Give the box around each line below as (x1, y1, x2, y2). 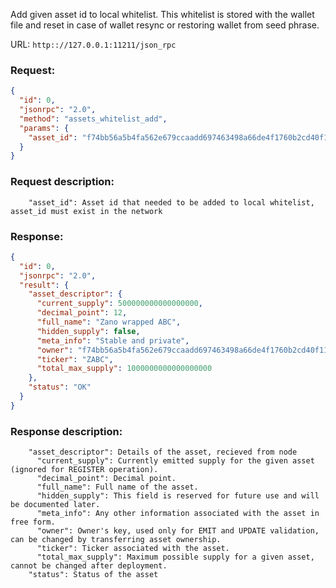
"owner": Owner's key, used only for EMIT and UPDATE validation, (36, 526, 320, 536)
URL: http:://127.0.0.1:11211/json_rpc (10, 39, 177, 50)
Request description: (10, 175, 115, 189)
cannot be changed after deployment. (10, 561, 168, 571)
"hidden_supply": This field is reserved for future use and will (36, 491, 320, 501)
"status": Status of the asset (28, 570, 159, 580)
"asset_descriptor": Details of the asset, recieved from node (28, 447, 298, 458)
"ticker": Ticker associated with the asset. (36, 544, 230, 554)
